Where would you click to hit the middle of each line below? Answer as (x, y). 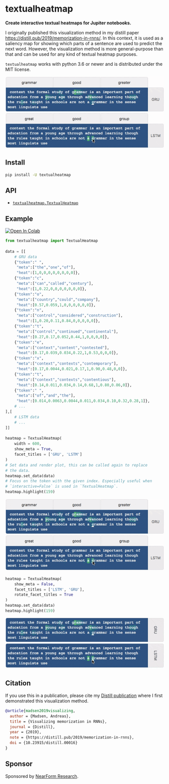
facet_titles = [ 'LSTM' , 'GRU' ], (49, 590)
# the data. (18, 471)
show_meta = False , (35, 584)
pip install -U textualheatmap (38, 175)
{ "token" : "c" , (29, 278)
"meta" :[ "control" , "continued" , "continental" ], (67, 331)
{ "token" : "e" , (29, 342)
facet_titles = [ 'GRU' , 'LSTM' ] (48, 455)
